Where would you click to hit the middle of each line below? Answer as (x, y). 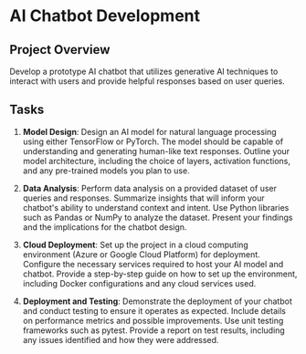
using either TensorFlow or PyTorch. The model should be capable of (153, 141)
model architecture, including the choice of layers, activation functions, (156, 161)
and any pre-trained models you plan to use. (106, 171)
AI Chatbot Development (105, 16)
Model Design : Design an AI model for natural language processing (149, 131)
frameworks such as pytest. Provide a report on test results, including (153, 330)
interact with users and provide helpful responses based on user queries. (147, 81)
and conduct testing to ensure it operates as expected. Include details (154, 310)
